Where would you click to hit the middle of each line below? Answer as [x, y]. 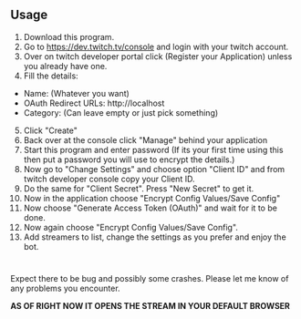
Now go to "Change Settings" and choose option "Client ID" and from [154, 169]
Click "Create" [51, 130]
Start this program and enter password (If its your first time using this [153, 149]
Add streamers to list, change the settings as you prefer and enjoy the [155, 237]
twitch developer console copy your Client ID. [109, 179]
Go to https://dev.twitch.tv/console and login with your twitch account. [156, 46]
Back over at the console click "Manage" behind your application [145, 139]
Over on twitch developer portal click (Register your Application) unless [158, 56]
